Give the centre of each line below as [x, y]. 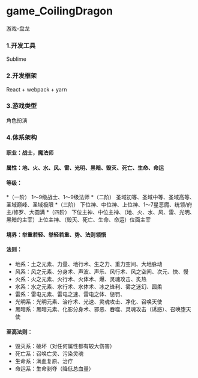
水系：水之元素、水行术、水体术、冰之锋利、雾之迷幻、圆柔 [88, 287]
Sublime [16, 59]
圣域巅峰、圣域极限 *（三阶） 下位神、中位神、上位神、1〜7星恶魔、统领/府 [99, 205]
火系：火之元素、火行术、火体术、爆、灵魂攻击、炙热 [81, 279]
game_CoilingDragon [59, 11]
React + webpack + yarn [37, 89]
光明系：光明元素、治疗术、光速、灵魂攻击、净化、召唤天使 [88, 302]
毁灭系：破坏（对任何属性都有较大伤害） [65, 346]
